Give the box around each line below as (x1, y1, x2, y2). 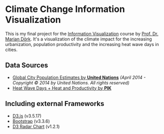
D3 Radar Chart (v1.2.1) (12, 123, 60, 129)
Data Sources (5, 61, 48, 69)
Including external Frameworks (5, 99, 104, 108)
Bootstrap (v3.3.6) (12, 118, 50, 124)
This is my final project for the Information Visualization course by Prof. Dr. (5, 30, 158, 36)
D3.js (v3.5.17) (12, 112, 41, 118)
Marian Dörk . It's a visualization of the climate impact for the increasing (5, 36, 152, 42)
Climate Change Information (5, 3, 125, 15)
